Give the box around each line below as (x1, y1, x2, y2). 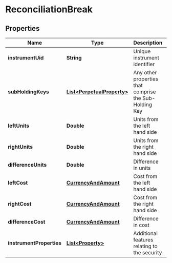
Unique (133, 48, 151, 55)
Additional (133, 230, 158, 237)
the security (133, 249, 162, 256)
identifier (133, 60, 155, 68)
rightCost (8, 200, 32, 207)
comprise (133, 88, 156, 95)
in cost (133, 221, 150, 229)
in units (133, 165, 151, 171)
